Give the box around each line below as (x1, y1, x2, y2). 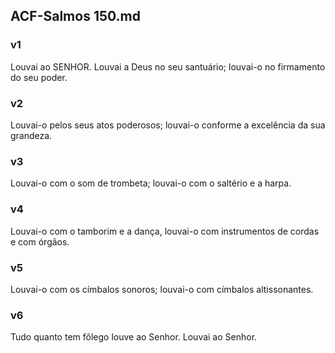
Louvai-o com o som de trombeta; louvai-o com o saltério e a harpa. (10, 177, 292, 189)
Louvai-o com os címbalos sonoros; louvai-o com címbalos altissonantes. (10, 283, 314, 295)
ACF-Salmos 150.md (10, 8, 141, 25)
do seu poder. (10, 71, 68, 83)
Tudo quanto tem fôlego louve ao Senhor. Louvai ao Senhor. (10, 331, 258, 343)
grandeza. (10, 129, 53, 141)
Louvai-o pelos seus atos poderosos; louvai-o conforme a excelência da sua (10, 119, 326, 131)
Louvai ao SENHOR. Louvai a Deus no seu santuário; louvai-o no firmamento (10, 60, 326, 73)
